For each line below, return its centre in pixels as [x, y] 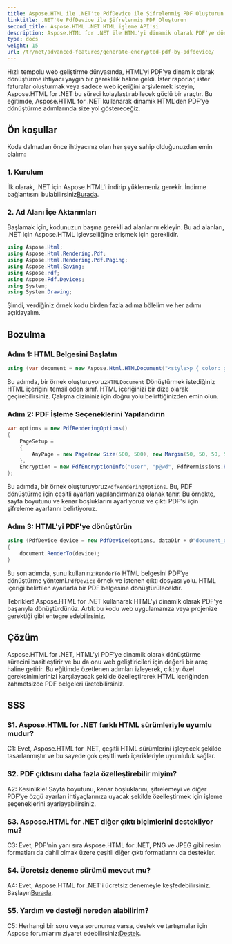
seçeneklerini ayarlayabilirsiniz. [52, 803]
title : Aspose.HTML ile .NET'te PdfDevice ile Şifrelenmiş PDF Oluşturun [116, 13]
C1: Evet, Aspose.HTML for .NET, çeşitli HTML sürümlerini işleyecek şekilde [115, 749]
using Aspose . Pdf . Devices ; [46, 279]
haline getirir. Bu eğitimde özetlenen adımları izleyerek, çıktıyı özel [101, 669]
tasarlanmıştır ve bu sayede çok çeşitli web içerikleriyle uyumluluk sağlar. [112, 756]
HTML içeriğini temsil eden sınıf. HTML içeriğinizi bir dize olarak [98, 389]
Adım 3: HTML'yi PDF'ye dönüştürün [70, 527]
